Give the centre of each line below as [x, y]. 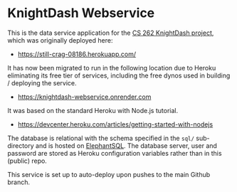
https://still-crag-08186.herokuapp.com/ [77, 54]
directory [21, 145]
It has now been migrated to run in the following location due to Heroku [112, 68]
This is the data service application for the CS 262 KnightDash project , [111, 33]
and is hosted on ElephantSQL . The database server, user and [126, 145]
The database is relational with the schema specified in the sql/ [101, 138]
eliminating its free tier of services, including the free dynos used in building [119, 75]
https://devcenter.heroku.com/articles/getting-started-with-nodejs [115, 124]
